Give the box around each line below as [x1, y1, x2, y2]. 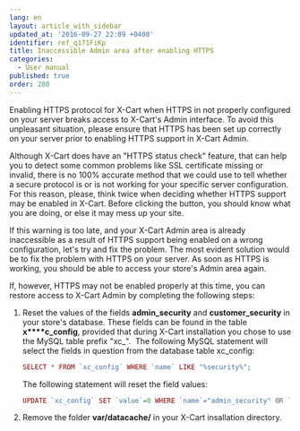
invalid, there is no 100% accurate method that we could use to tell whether [9, 169, 288, 180]
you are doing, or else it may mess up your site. [9, 207, 184, 218]
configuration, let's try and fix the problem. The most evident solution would [9, 244, 290, 254]
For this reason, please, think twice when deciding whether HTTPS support [9, 188, 287, 199]
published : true [9, 72, 70, 81]
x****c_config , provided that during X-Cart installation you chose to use [21, 326, 292, 337]
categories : [9, 55, 54, 64]
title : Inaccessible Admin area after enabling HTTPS [9, 47, 215, 56]
